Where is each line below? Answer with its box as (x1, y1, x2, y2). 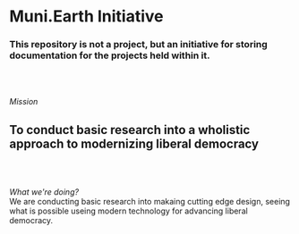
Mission (9, 96, 38, 107)
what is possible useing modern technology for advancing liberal (9, 205, 248, 216)
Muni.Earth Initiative (9, 6, 164, 27)
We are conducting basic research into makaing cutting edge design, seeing (9, 196, 291, 207)
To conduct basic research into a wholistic (9, 122, 251, 138)
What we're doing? (9, 187, 79, 197)
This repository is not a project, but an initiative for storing (9, 38, 269, 51)
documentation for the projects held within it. (9, 49, 210, 62)
